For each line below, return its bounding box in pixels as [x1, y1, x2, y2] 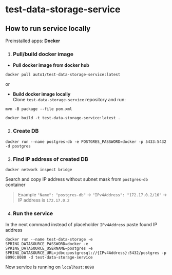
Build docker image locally [12, 91, 71, 97]
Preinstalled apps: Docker [5, 38, 61, 44]
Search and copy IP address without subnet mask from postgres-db [5, 176, 148, 182]
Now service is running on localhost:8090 [5, 264, 94, 270]
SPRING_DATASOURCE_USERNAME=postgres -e [5, 246, 93, 251]
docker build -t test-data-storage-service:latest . [5, 116, 121, 121]
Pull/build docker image [12, 50, 73, 58]
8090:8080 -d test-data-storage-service [5, 255, 93, 260]
